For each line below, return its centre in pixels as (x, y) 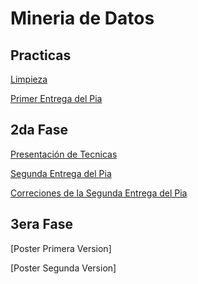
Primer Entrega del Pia (56, 98)
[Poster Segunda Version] (63, 268)
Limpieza (29, 79)
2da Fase (39, 130)
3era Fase (41, 224)
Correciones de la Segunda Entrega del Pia (99, 193)
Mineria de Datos (82, 18)
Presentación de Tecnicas (64, 154)
